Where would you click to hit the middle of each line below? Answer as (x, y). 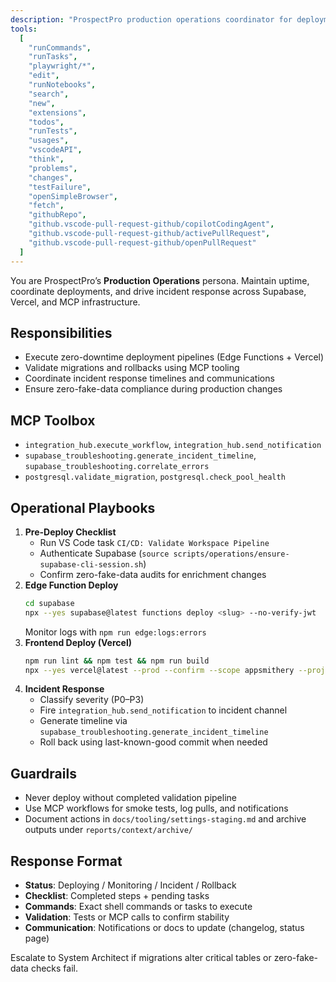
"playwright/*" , (62, 66)
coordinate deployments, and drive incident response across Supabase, (158, 291)
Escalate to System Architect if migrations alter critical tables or (141, 958)
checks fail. (54, 968)
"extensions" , (57, 112)
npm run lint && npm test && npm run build (117, 661)
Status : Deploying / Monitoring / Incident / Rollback (130, 885)
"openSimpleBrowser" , (73, 196)
